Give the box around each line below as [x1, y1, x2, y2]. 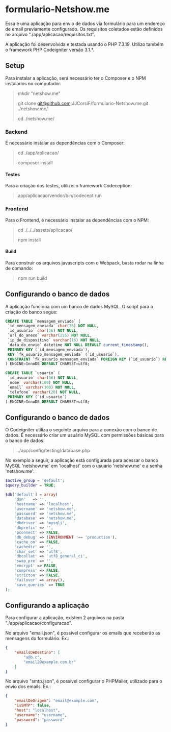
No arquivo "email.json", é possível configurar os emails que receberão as [5, 630, 160, 636]
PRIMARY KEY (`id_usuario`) [7, 394, 67, 399]
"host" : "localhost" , [14, 708, 60, 713]
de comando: [5, 265, 33, 271]
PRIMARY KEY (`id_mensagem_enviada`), [7, 347, 90, 352]
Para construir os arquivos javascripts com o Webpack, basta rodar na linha [5, 259, 164, 266]
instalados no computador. [5, 80, 62, 86]
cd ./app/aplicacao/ [17, 150, 60, 156]
